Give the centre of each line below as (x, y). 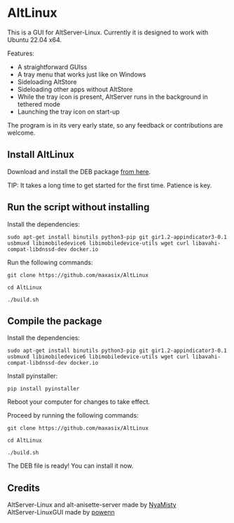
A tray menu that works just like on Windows (82, 74)
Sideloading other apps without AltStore (75, 89)
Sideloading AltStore (47, 81)
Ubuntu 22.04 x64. (34, 39)
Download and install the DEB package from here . (79, 171)
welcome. (21, 133)
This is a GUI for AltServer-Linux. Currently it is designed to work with (108, 32)
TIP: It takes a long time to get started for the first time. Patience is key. (110, 185)
